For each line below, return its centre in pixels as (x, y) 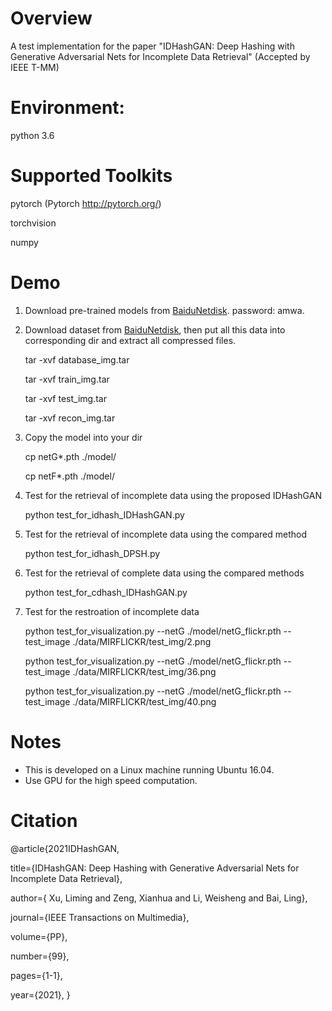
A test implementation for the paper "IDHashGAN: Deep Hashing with (152, 46)
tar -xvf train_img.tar (67, 379)
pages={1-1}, (36, 975)
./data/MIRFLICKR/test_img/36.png (144, 671)
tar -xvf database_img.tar (77, 359)
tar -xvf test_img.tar (65, 398)
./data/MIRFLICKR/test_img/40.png (144, 701)
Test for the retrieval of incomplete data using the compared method (165, 534)
